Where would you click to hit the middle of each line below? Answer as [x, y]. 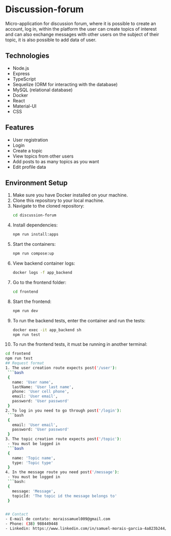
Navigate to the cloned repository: [48, 206]
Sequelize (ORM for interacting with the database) [65, 84]
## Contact [17, 514]
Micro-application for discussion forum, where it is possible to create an [81, 23]
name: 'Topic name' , [34, 458]
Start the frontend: [32, 301]
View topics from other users [43, 156]
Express [21, 73]
